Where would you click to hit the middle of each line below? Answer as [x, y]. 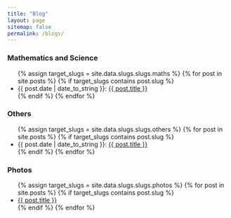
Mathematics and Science [53, 58]
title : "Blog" [28, 14]
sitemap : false [29, 27]
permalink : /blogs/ [36, 33]
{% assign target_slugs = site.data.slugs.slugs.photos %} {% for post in [121, 185]
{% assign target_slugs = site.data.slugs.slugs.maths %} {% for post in [120, 73]
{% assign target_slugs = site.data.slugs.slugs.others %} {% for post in [120, 129]
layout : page [26, 20]
